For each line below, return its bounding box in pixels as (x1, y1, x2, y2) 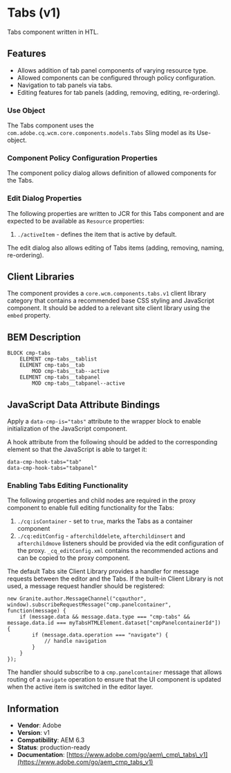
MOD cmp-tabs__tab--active (32, 368, 110, 375)
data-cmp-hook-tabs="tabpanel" (7, 465, 98, 472)
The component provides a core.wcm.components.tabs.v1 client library (7, 289, 206, 298)
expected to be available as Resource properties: (7, 217, 145, 225)
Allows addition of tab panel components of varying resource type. (17, 66, 208, 74)
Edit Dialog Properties (7, 194, 82, 203)
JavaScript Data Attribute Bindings (7, 399, 160, 410)
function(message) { (7, 608, 67, 615)
